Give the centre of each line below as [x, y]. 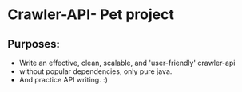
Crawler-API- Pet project [91, 15]
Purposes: [34, 44]
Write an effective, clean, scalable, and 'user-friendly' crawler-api [127, 63]
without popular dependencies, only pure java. [95, 71]
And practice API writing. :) [63, 80]
